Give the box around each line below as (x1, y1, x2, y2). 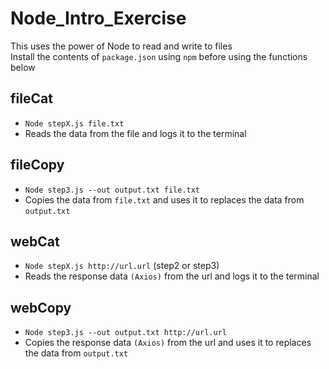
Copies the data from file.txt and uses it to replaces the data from (24, 193, 305, 206)
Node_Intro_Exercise (10, 7, 187, 30)
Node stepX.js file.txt (24, 118, 125, 129)
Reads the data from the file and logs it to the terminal (24, 127, 247, 139)
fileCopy (10, 157, 65, 174)
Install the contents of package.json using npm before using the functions (10, 50, 308, 62)
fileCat (10, 90, 53, 107)
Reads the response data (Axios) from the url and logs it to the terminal (24, 270, 320, 282)
